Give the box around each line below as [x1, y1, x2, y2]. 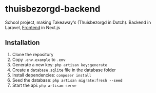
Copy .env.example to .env [12, 57, 66, 62]
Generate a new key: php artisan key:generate [12, 62, 107, 67]
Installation [5, 39, 40, 47]
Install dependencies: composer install [12, 72, 92, 78]
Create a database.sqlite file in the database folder [12, 67, 116, 73]
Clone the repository [12, 51, 54, 57]
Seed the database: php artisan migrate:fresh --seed [12, 77, 123, 83]
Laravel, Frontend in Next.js [5, 24, 60, 30]
